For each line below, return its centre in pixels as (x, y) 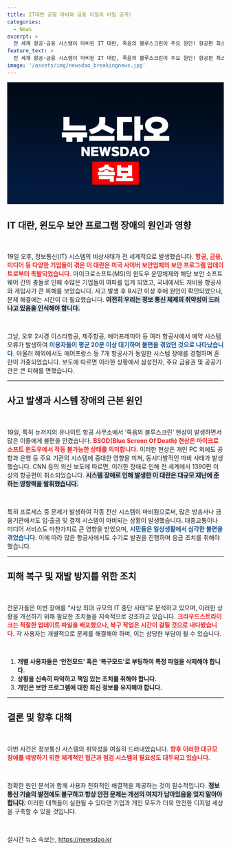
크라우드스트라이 (200, 616)
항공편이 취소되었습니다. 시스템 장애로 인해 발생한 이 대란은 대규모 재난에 (116, 475)
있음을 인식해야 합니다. (50, 308)
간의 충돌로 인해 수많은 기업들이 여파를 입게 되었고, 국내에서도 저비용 (111, 282)
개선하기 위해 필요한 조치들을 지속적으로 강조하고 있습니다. (98, 616)
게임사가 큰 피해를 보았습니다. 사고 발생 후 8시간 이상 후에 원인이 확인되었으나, (119, 291)
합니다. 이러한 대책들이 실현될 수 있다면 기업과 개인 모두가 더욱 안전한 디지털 (109, 802)
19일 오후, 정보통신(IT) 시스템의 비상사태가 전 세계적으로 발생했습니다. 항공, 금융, (115, 257)
